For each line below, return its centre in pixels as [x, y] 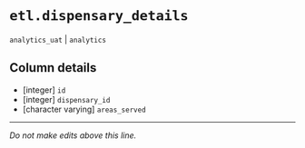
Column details [53, 68]
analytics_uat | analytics [58, 39]
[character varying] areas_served [84, 109]
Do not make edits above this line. [73, 135]
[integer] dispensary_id [66, 99]
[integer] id [44, 90]
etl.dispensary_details [99, 16]
